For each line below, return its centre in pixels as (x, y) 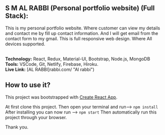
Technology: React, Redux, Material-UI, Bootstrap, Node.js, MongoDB (78, 59)
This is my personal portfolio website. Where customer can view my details (83, 28)
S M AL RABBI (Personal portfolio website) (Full (80, 8)
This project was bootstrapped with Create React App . (61, 97)
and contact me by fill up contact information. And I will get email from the (82, 33)
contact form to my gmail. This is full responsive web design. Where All (78, 38)
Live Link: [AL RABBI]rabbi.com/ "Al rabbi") (50, 69)
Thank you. (17, 127)
